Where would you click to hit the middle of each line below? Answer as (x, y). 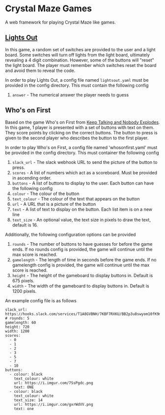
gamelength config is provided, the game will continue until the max (81, 265)
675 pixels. (23, 281)
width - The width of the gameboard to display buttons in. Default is (81, 286)
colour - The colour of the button (46, 193)
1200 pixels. (24, 291)
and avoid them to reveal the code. (40, 70)
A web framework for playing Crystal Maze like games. (61, 22)
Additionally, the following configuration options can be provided (70, 234)
